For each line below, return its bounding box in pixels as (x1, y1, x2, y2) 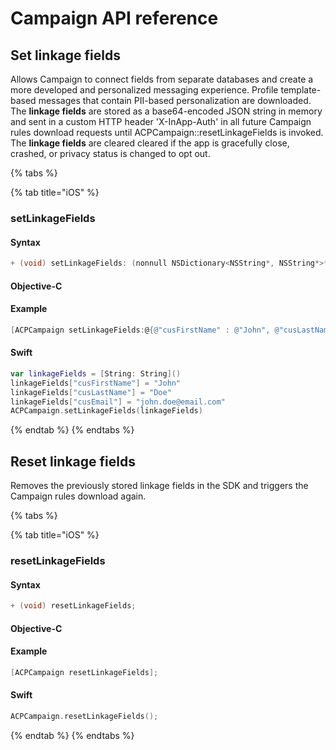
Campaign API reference (10, 7, 219, 30)
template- (280, 84, 322, 96)
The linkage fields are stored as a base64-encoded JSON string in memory (10, 105, 323, 117)
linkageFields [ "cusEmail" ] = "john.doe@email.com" (10, 397, 226, 407)
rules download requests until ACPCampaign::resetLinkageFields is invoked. (10, 127, 324, 138)
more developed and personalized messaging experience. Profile (10, 84, 279, 96)
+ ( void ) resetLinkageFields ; (10, 601, 137, 611)
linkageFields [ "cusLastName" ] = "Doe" (10, 387, 172, 397)
